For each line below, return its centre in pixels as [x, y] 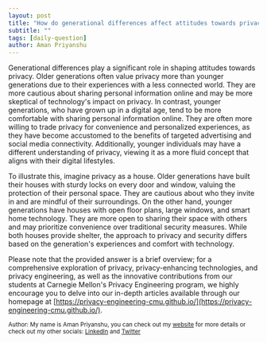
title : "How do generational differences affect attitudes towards [122, 23]
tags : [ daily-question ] [48, 38]
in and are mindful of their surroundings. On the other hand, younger [120, 202]
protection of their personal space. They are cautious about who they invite [132, 193]
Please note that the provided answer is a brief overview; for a [110, 259]
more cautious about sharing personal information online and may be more [130, 93]
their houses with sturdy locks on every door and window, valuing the [122, 185]
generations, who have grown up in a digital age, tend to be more [115, 110]
